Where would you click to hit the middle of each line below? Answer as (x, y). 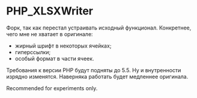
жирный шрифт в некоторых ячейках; (63, 46)
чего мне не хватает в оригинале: (50, 34)
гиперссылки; (33, 52)
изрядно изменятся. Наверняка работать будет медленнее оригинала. (97, 76)
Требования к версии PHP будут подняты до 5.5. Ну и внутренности (94, 70)
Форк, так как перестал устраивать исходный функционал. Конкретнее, (99, 28)
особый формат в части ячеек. (54, 58)
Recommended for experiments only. (52, 88)
